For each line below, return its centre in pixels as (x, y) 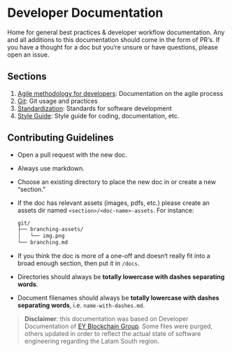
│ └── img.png (41, 236)
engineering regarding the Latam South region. (92, 342)
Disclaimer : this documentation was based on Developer (106, 319)
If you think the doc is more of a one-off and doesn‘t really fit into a (114, 256)
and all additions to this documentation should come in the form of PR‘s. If (114, 39)
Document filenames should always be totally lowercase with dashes (118, 298)
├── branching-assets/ (50, 230)
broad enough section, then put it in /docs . (78, 263)
